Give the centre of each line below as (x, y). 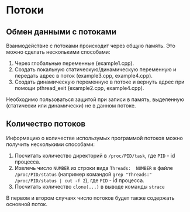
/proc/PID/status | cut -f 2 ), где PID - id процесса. (79, 180)
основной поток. (27, 204)
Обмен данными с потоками (61, 32)
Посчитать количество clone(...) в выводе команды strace (89, 186)
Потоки (25, 10)
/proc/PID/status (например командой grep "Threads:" (83, 174)
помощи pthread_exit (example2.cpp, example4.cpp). (79, 88)
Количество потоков (46, 124)
